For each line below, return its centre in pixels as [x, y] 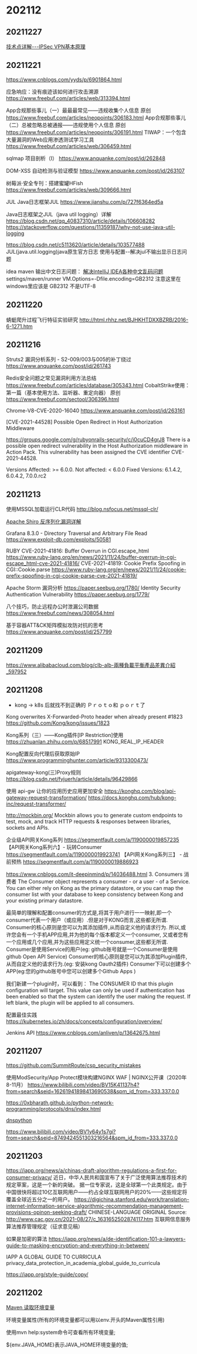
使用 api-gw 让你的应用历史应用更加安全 [55, 791]
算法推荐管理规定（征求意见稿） [45, 1226]
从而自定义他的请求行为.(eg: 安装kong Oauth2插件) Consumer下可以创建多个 [98, 964]
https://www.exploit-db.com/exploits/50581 [59, 540]
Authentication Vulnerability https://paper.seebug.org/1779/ [78, 595]
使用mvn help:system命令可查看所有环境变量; [61, 1332]
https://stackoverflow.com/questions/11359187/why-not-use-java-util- [91, 227]
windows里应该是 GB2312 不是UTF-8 [51, 286]
